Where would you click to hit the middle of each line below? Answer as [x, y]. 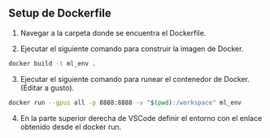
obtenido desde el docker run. [71, 127]
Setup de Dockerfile [60, 13]
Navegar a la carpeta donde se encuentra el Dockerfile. [113, 32]
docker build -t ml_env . [52, 63]
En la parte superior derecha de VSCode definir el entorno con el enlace [141, 118]
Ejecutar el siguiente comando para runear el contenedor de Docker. [135, 79]
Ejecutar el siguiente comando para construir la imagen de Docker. [132, 49]
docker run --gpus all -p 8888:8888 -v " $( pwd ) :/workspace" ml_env [125, 102]
